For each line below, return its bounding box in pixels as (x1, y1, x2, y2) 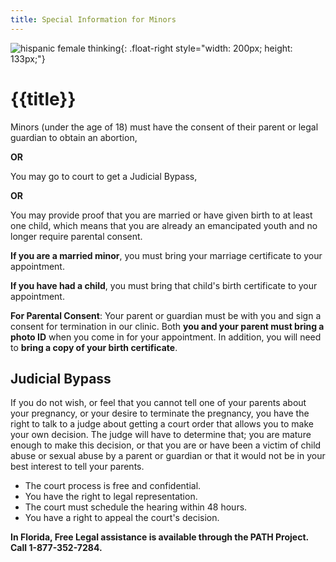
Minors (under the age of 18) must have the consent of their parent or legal (10, 121, 319, 133)
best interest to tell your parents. (10, 461, 145, 473)
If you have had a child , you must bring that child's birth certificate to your (10, 279, 318, 291)
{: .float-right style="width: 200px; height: (120, 42, 293, 54)
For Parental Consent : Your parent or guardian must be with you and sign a (10, 309, 322, 321)
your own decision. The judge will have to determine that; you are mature (10, 429, 312, 441)
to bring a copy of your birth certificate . (10, 341, 178, 353)
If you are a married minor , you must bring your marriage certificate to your (10, 249, 323, 261)
